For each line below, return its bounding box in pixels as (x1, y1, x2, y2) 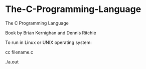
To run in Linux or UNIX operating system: (5, 39, 92, 45)
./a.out (5, 58, 19, 64)
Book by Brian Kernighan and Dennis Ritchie (5, 29, 96, 35)
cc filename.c (5, 49, 34, 55)
